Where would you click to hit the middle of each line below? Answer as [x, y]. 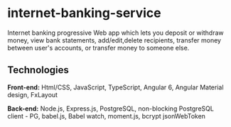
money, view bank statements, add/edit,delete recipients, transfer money [114, 40]
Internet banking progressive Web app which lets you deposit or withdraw [116, 33]
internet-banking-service [84, 13]
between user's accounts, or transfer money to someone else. [98, 48]
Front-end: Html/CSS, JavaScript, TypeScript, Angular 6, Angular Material [116, 87]
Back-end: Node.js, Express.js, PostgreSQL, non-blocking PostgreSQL [111, 109]
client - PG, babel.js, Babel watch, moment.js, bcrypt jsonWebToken [107, 116]
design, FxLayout [33, 94]
